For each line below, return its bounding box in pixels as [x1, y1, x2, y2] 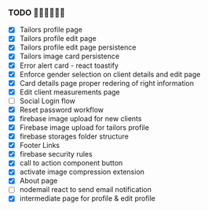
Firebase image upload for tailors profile [19, 122, 149, 132]
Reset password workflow [19, 105, 104, 114]
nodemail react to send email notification [19, 185, 151, 194]
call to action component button [19, 158, 123, 168]
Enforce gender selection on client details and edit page [19, 69, 201, 79]
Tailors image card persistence [19, 51, 120, 61]
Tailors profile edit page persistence [19, 43, 137, 52]
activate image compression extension [19, 167, 145, 176]
